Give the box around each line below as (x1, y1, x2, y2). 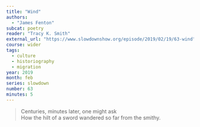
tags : (6, 47, 20, 53)
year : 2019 (6, 69, 33, 75)
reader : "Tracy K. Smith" (6, 31, 70, 37)
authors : (6, 14, 28, 20)
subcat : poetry (6, 25, 44, 31)
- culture (11, 53, 36, 59)
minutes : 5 (6, 91, 33, 97)
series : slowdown (6, 81, 49, 87)
